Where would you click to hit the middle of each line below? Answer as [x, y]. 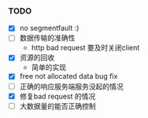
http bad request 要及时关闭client [85, 48]
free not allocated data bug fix [68, 76]
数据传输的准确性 [47, 38]
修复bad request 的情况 [57, 96]
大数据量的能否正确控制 [57, 106]
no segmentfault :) [49, 28]
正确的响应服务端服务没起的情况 [71, 86]
